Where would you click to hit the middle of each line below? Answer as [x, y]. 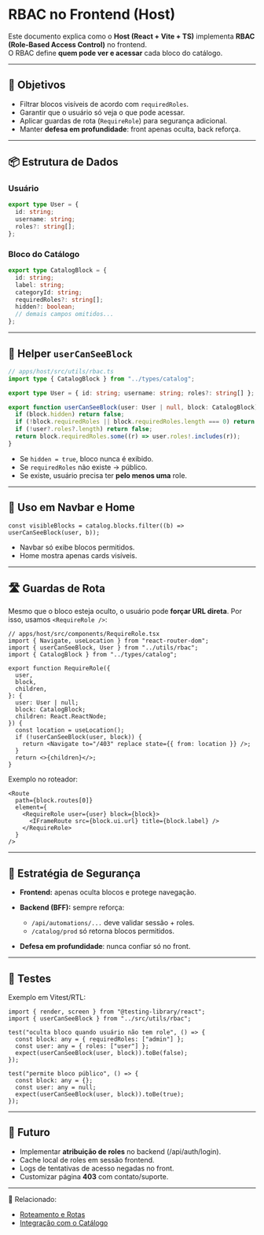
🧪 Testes [30, 978]
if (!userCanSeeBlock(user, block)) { [79, 737]
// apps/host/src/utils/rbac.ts [61, 371]
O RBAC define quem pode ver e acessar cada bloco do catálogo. [115, 53]
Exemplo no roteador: [43, 779]
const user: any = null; [56, 1088]
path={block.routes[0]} [54, 801]
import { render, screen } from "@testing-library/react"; [107, 1012]
